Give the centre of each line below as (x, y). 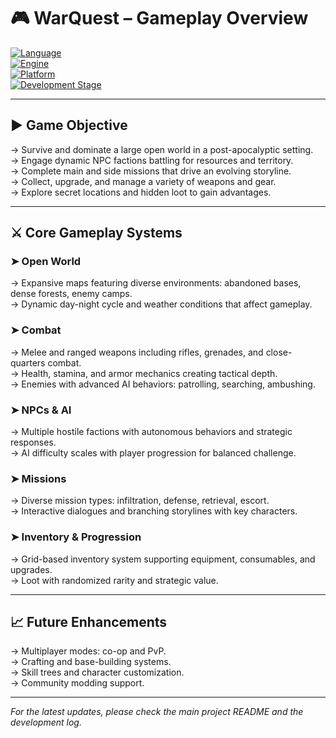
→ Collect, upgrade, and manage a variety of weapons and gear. (143, 181)
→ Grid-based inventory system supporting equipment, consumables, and (163, 559)
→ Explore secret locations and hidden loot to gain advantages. (141, 192)
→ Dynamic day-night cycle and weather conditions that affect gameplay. (161, 304)
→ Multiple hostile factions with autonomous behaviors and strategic (151, 432)
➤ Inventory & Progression (76, 537)
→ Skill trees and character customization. (97, 672)
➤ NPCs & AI (41, 410)
